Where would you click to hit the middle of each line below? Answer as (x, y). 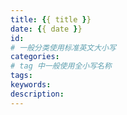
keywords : (31, 85)
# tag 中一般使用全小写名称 (61, 66)
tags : (21, 76)
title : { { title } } (51, 19)
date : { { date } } (46, 29)
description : (37, 94)
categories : (35, 57)
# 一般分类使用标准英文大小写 (63, 47)
